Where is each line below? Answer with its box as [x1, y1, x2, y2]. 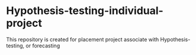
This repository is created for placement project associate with [6, 36, 159, 43]
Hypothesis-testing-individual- [6, 4, 164, 18]
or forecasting [25, 42, 60, 49]
